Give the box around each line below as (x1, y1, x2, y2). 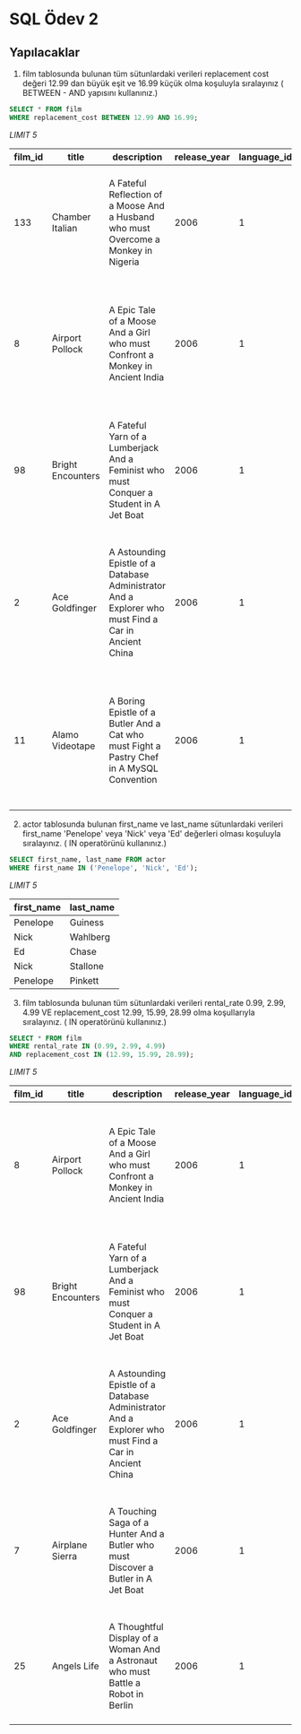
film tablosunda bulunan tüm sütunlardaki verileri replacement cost (21, 68, 270, 79)
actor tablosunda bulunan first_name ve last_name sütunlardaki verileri (21, 819, 284, 829)
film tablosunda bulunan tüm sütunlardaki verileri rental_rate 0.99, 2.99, (21, 997, 287, 1008)
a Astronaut (108, 1654, 159, 1667)
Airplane (52, 1539, 88, 1551)
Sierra (52, 1550, 78, 1563)
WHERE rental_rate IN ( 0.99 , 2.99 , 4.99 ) (9, 1042, 167, 1051)
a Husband (108, 211, 155, 223)
